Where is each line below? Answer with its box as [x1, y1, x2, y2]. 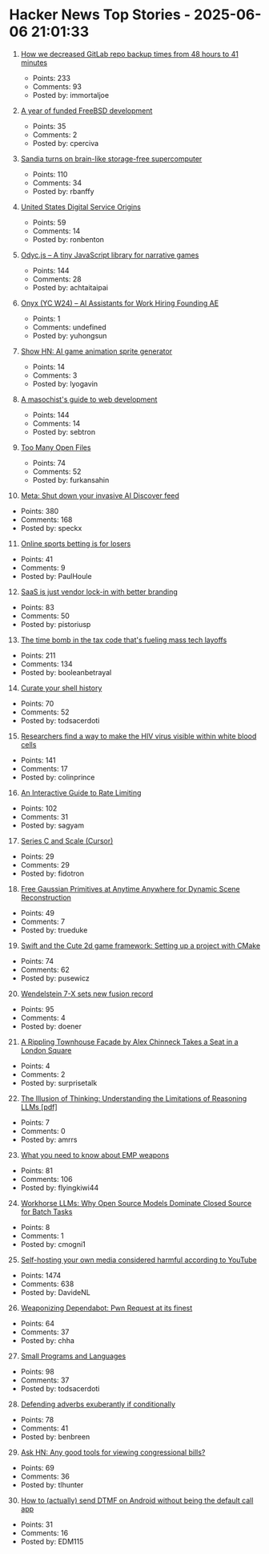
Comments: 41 [20, 1423, 69, 1433]
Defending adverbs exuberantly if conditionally [20, 1399, 175, 1409]
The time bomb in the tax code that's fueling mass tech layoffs [20, 635, 227, 645]
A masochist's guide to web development [20, 395, 158, 404]
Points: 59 [32, 217, 66, 227]
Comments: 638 [20, 1279, 74, 1289]
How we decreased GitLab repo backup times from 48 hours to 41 [20, 49, 239, 59]
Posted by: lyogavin [32, 378, 98, 388]
